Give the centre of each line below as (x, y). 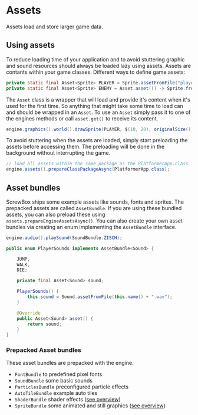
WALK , (24, 264)
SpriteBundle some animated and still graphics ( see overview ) (90, 406)
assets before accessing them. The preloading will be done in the (85, 147)
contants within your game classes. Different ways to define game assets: (96, 72)
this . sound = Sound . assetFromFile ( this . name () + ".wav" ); (100, 297)
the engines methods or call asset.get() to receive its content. (82, 118)
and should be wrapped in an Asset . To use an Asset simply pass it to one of (98, 112)
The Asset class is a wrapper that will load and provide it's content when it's (98, 99)
